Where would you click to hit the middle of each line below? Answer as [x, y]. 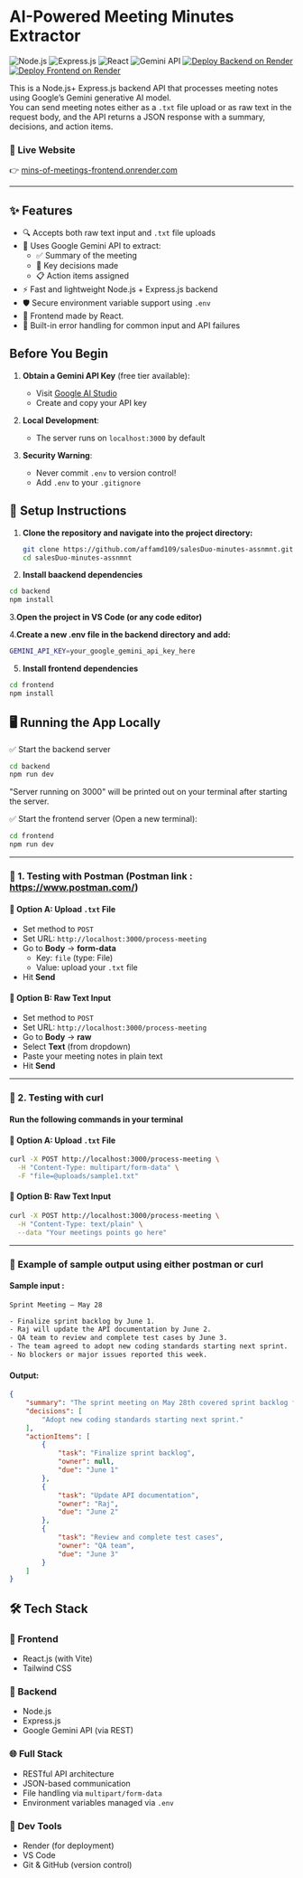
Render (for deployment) [68, 1845]
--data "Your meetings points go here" [92, 1232]
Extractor [45, 36]
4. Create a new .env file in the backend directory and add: [120, 635]
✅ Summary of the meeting [87, 256]
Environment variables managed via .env [98, 1802]
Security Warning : [57, 455]
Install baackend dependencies [83, 575]
